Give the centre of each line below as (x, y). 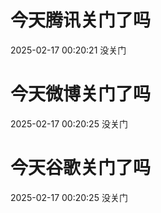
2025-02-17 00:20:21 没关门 (68, 50)
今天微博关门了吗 (81, 94)
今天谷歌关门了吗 (81, 168)
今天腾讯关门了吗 (81, 20)
